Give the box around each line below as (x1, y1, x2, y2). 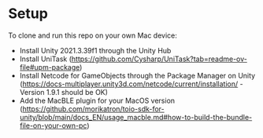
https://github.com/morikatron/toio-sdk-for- (22, 103, 165, 114)
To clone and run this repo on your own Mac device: (8, 31, 177, 40)
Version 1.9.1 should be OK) (19, 87, 109, 96)
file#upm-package (19, 62, 80, 71)
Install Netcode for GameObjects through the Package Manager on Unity (19, 71, 256, 80)
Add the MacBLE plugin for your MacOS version (19, 96, 176, 105)
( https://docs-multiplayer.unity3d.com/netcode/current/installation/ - (19, 79, 243, 89)
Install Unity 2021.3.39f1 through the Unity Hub (19, 45, 172, 55)
